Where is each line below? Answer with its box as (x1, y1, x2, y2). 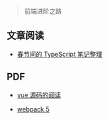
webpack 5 (16, 104, 50, 113)
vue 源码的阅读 (16, 90, 62, 99)
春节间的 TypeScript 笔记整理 (16, 50, 103, 58)
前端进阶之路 (23, 7, 62, 15)
